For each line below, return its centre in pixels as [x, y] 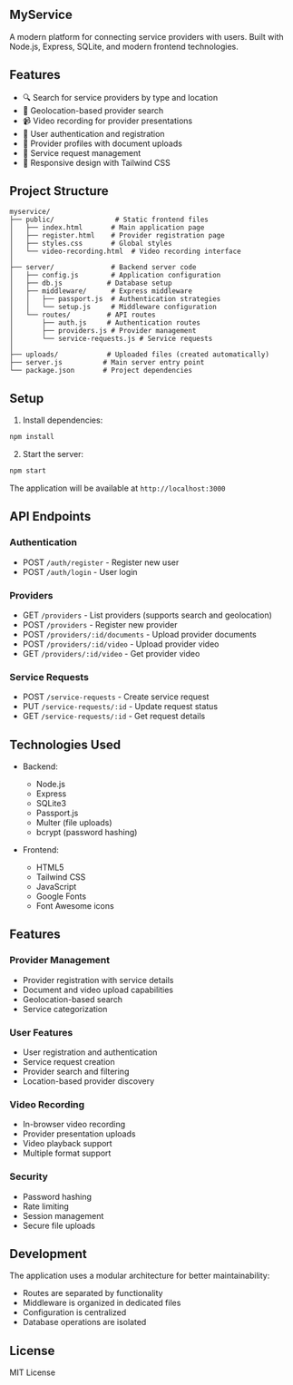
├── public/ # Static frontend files [109, 220]
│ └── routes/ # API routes [83, 315]
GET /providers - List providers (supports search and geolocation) [147, 615]
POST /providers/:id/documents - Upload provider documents [139, 634]
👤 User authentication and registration [93, 133]
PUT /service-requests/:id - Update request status [120, 707]
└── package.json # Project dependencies [101, 371]
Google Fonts [61, 896]
